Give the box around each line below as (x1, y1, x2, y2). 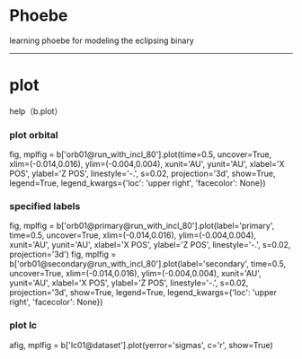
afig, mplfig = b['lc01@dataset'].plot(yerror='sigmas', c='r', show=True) (9, 339, 274, 350)
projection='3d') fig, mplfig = (9, 249, 117, 260)
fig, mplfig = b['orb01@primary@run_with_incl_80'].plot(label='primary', (9, 221, 275, 232)
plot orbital (9, 128, 58, 141)
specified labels (9, 200, 81, 213)
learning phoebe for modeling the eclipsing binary (9, 35, 195, 46)
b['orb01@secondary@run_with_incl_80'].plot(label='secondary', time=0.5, (9, 258, 286, 269)
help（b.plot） (9, 105, 63, 117)
